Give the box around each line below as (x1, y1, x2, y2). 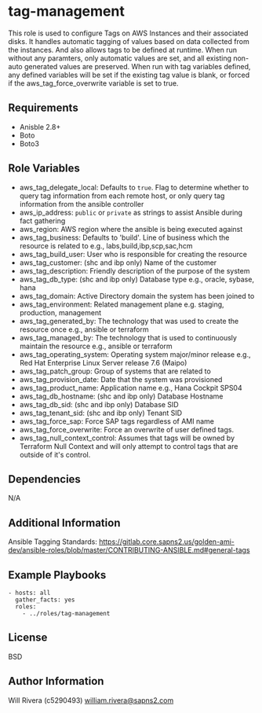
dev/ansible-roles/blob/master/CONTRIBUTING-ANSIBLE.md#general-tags (8, 546, 250, 555)
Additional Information (8, 516, 121, 529)
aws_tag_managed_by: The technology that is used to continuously (19, 333, 238, 342)
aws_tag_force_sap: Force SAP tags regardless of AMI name (19, 416, 214, 426)
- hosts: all (8, 589, 51, 597)
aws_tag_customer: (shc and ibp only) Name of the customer (19, 258, 217, 267)
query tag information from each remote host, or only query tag (19, 191, 225, 200)
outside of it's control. (19, 450, 91, 459)
